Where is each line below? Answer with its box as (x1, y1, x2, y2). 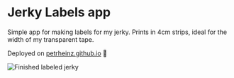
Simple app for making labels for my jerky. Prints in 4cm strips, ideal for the (7, 28, 228, 36)
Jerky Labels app (7, 4, 111, 21)
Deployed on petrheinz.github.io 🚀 (7, 49, 108, 57)
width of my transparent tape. (7, 35, 94, 43)
